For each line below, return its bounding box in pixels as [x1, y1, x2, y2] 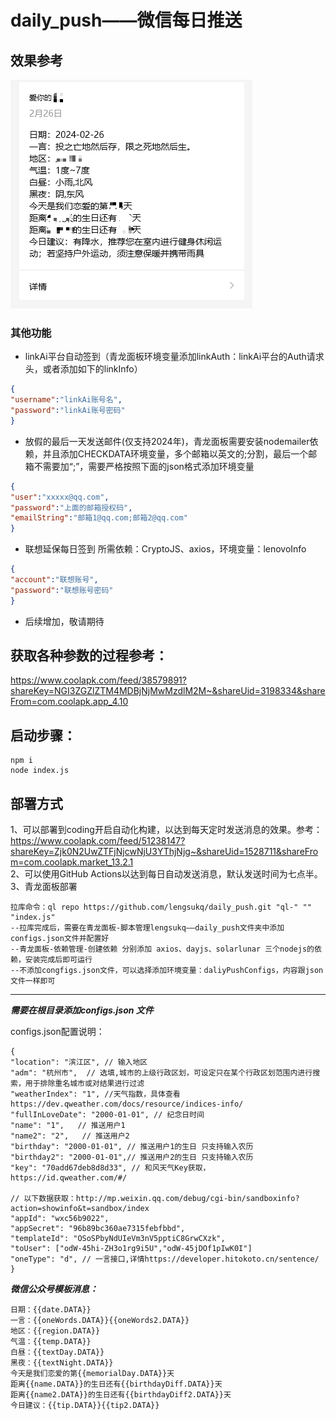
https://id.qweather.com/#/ [10, 1173, 128, 1183]
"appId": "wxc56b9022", [10, 1214, 110, 1224]
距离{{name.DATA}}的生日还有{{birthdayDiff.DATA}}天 [10, 1379, 223, 1390]
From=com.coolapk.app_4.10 [10, 696, 129, 708]
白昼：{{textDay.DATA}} [10, 1347, 105, 1358]
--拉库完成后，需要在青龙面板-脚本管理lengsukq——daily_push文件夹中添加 [10, 923, 285, 933]
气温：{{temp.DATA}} [10, 1337, 92, 1347]
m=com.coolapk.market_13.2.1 [10, 856, 134, 868]
